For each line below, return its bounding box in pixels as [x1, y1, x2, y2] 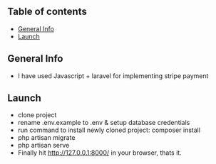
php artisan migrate [17, 133, 76, 142]
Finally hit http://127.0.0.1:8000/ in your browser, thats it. [17, 148, 182, 157]
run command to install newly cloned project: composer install [17, 126, 201, 134]
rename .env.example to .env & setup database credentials [17, 119, 190, 127]
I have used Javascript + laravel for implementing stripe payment [17, 71, 209, 80]
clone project [17, 111, 57, 119]
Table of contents [7, 6, 87, 18]
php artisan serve [17, 141, 70, 150]
